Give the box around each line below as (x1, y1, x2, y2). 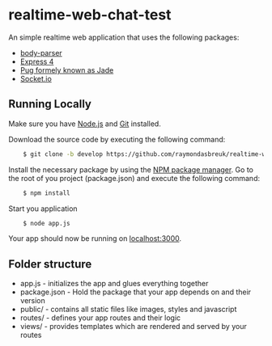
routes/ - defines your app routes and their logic (19, 313, 181, 323)
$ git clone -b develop (23, 150, 104, 158)
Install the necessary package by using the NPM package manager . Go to (8, 164, 253, 175)
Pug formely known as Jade (19, 65, 114, 74)
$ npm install (23, 188, 70, 197)
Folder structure (8, 257, 92, 271)
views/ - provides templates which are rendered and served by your (19, 322, 247, 331)
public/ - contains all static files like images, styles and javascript (19, 305, 237, 314)
